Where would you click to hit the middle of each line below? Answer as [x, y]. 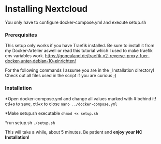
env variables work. [25, 56]
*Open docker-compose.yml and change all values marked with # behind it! [80, 98]
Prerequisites [21, 35]
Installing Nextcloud [46, 9]
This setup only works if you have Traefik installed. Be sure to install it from [80, 46]
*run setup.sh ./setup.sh [30, 123]
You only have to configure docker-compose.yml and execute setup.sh [76, 22]
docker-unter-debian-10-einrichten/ [41, 61]
